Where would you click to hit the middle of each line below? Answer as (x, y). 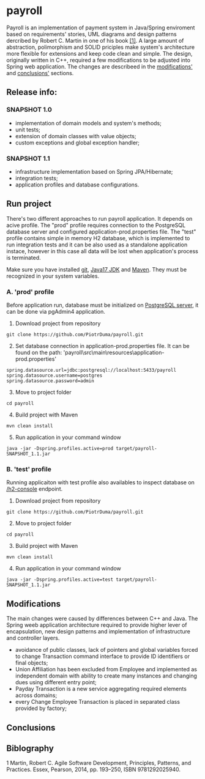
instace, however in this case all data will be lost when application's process (102, 251)
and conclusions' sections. (40, 73)
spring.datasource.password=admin (50, 381)
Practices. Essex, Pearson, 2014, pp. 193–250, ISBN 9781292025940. (94, 770)
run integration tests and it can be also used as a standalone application (97, 245)
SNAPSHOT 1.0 (29, 109)
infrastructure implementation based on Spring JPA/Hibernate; (94, 171)
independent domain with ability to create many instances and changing (106, 676)
